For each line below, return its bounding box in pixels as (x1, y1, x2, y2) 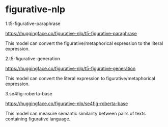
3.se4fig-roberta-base (5, 90, 52, 96)
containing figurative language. (5, 116, 71, 122)
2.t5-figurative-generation (5, 55, 60, 62)
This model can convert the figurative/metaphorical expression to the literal (5, 40, 163, 46)
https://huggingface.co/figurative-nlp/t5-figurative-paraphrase (5, 30, 137, 36)
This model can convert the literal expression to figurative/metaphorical (5, 75, 155, 81)
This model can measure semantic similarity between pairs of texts (5, 110, 146, 116)
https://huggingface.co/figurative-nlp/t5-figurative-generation (5, 65, 136, 71)
